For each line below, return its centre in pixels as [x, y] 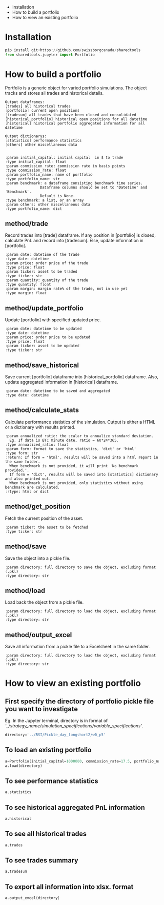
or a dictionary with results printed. [40, 427]
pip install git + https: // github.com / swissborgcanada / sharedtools [73, 50]
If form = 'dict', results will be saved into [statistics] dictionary [84, 474]
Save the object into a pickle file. [38, 558]
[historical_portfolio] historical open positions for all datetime [76, 119]
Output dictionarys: [26, 136]
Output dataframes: [25, 102]
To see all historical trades [46, 834]
